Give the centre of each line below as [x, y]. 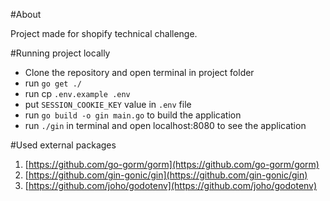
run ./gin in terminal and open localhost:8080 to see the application [165, 125]
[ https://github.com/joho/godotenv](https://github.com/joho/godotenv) [171, 185]
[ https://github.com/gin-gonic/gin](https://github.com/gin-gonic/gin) [166, 175]
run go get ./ [53, 83]
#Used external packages [63, 145]
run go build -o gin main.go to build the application [133, 115]
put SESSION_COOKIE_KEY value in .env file [108, 104]
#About [26, 14]
